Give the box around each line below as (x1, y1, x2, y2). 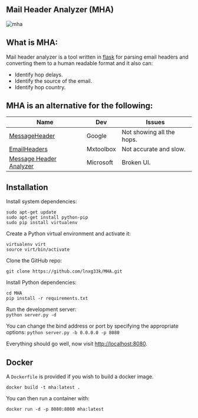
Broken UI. (121, 158, 151, 167)
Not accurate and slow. (121, 145, 186, 153)
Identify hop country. (14, 83, 66, 90)
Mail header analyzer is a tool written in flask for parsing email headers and (6, 53, 189, 60)
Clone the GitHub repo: (6, 257, 62, 264)
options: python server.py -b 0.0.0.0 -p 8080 (6, 329, 120, 336)
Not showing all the (121, 128, 175, 137)
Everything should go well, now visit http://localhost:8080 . (6, 340, 148, 348)
